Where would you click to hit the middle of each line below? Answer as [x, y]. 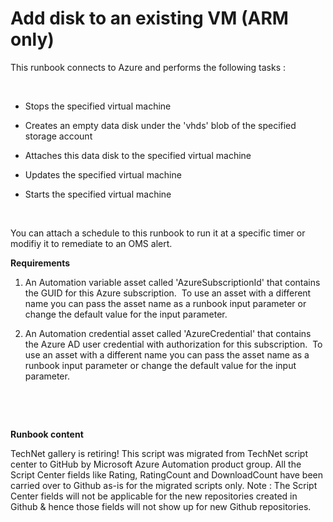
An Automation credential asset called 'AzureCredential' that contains [168, 333]
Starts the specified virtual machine [98, 194]
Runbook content [47, 434]
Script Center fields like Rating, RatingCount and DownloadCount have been [166, 474]
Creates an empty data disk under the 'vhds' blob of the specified [160, 125]
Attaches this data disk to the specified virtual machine [138, 155]
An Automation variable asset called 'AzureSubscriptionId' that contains [172, 282]
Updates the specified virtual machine [103, 174]
